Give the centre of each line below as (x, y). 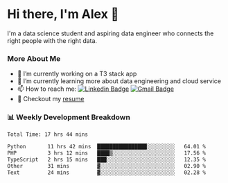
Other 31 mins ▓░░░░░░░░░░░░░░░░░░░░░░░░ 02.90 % (107, 166)
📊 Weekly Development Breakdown (69, 117)
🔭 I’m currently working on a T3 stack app (77, 74)
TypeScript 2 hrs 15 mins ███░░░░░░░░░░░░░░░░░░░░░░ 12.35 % (107, 160)
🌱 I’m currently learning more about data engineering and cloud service (119, 81)
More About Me (34, 58)
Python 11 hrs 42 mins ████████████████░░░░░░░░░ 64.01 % (107, 147)
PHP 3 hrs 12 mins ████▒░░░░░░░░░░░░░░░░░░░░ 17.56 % (107, 153)
